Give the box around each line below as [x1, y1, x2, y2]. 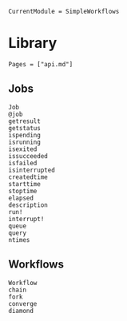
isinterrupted [8, 166, 56, 174]
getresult [8, 117, 42, 125]
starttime [8, 180, 42, 188]
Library [8, 34, 58, 52]
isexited [8, 145, 38, 153]
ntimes [8, 236, 30, 244]
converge [8, 299, 38, 307]
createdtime [8, 172, 48, 181]
